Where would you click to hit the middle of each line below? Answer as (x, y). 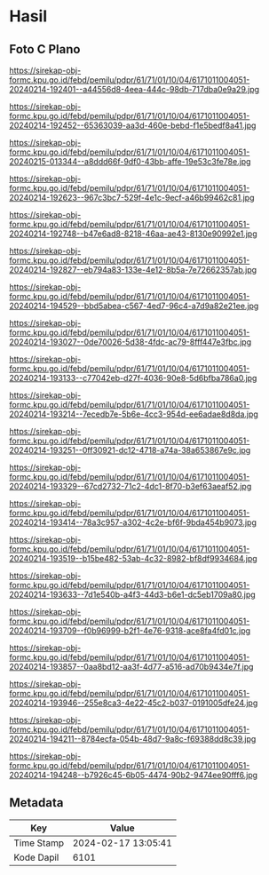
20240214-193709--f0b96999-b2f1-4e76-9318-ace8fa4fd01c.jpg (130, 631)
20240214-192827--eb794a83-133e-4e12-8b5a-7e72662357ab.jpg (133, 270)
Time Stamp (39, 843)
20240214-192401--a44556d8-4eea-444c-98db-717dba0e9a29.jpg (134, 89)
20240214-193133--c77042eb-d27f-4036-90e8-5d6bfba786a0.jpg (133, 378)
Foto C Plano (45, 49)
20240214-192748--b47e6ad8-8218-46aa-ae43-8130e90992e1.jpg (133, 234)
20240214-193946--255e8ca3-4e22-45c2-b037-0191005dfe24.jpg (134, 703)
